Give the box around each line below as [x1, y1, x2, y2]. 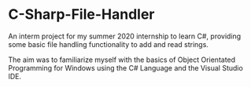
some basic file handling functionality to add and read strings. [8, 39, 209, 49]
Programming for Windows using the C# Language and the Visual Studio [8, 63, 244, 72]
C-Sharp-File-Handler [8, 5, 155, 24]
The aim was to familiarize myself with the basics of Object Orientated [8, 55, 236, 64]
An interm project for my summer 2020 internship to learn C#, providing [8, 31, 242, 41]
